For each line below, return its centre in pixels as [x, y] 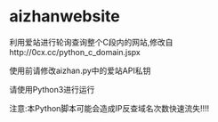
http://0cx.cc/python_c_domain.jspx [75, 52]
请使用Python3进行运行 [52, 89]
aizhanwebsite [65, 16]
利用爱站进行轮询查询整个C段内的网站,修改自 [91, 42]
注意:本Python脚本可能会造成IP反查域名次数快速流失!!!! [109, 108]
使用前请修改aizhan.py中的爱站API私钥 [80, 70]
